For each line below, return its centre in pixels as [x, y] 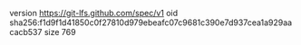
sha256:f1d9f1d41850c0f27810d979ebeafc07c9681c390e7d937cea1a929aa [151, 22]
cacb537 [26, 32]
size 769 [60, 32]
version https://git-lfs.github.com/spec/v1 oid [94, 13]
